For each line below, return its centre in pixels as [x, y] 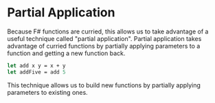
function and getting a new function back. [66, 53]
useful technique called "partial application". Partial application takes [104, 38]
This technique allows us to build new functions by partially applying [104, 85]
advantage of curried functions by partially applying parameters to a [104, 46]
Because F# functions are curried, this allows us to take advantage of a [108, 31]
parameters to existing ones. [47, 92]
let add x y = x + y [37, 65]
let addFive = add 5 [37, 72]
